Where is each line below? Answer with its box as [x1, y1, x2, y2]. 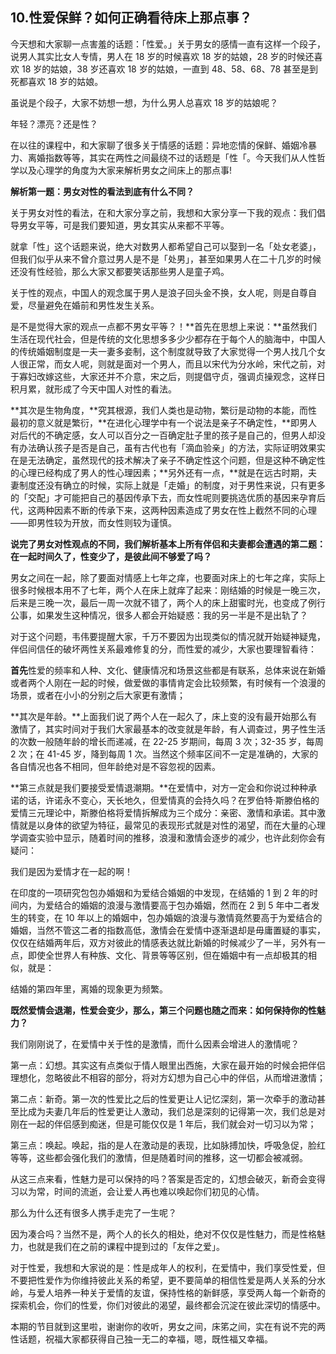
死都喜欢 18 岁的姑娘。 [10, 75, 104, 87]
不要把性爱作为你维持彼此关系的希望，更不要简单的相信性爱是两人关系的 [10, 1274, 308, 1286]
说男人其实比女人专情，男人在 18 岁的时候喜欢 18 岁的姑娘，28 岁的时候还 [10, 50, 315, 62]
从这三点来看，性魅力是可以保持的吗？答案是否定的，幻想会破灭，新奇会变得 [10, 1173, 326, 1185]
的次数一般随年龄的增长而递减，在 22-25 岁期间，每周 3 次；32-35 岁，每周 [10, 735, 324, 747]
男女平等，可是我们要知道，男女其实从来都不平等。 [18, 219, 230, 231]
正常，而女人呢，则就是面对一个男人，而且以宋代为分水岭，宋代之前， [27, 358, 317, 370]
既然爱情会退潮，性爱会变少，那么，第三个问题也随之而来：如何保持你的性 [10, 1004, 317, 1016]
